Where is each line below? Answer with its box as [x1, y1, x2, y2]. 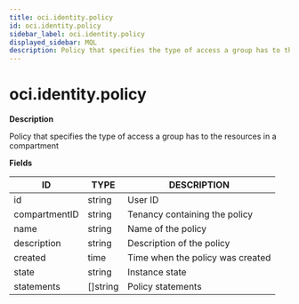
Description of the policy [127, 237, 230, 250]
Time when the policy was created [127, 252, 271, 264]
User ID [127, 194, 159, 206]
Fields [9, 157, 33, 169]
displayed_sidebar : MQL [9, 37, 98, 47]
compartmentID [13, 208, 80, 220]
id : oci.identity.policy [9, 21, 101, 30]
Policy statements [127, 281, 202, 293]
